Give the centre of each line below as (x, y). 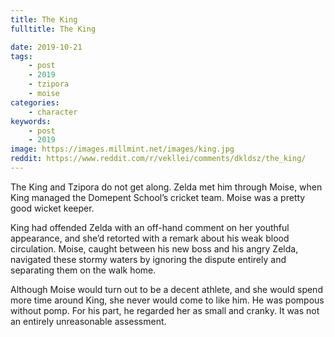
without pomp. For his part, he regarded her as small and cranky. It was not (165, 310)
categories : (35, 102)
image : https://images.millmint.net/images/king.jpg (122, 149)
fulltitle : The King (53, 29)
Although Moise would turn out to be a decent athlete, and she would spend (166, 289)
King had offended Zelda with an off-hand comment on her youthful (150, 227)
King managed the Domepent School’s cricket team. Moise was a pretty (158, 197)
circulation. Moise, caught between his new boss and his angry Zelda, (154, 248)
